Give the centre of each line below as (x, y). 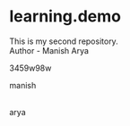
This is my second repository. (64, 41)
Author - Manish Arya (49, 50)
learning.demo (65, 17)
